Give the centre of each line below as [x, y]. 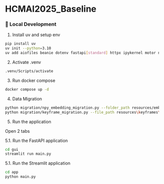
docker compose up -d [27, 89]
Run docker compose [34, 80]
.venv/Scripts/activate [29, 71]
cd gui [12, 149]
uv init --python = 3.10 [28, 48]
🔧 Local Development [31, 24]
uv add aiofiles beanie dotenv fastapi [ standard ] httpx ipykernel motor [81, 53]
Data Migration [27, 99]
